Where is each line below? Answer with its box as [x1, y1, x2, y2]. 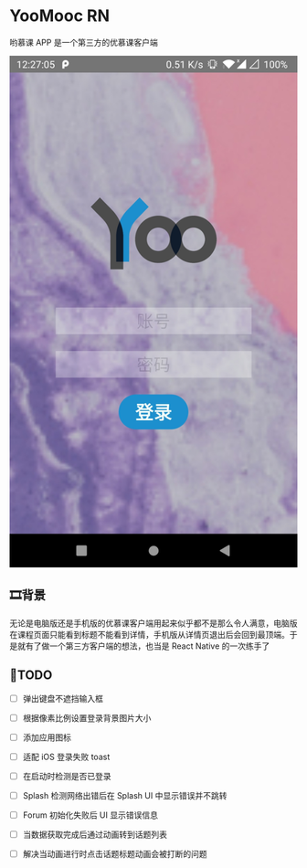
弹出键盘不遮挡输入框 [22, 693, 103, 704]
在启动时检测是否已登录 [22, 770, 111, 781]
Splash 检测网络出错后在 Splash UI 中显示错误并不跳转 [22, 789, 228, 800]
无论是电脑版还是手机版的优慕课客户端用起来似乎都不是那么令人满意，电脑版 [9, 618, 298, 629]
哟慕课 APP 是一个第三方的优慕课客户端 [9, 37, 158, 48]
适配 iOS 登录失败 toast [22, 751, 111, 762]
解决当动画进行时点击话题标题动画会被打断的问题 [22, 849, 207, 860]
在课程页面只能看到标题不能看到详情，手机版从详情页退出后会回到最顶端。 [9, 629, 290, 640]
